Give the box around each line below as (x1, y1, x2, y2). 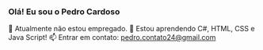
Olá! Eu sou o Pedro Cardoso (8, 6, 120, 17)
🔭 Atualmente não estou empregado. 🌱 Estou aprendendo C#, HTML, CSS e (8, 24, 255, 34)
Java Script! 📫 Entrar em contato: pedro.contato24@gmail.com (8, 33, 216, 42)
